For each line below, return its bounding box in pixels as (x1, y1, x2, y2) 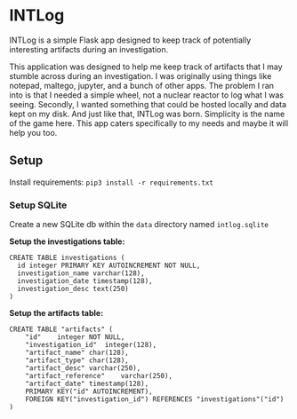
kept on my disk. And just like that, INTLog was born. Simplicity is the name (9, 108, 285, 119)
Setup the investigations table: (9, 236, 125, 247)
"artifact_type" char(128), (25, 356, 129, 365)
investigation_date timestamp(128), (17, 277, 153, 286)
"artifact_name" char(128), (25, 348, 129, 358)
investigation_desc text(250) (17, 285, 129, 294)
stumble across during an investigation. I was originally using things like (9, 70, 272, 81)
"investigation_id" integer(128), (25, 341, 157, 350)
